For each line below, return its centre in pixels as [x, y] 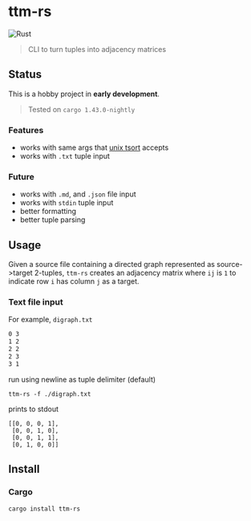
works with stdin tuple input [67, 203]
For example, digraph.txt [51, 320]
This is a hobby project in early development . [84, 94]
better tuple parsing [53, 220]
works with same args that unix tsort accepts [94, 147]
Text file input [36, 302]
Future [21, 176]
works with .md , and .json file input [78, 194]
